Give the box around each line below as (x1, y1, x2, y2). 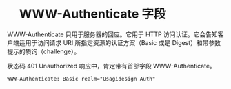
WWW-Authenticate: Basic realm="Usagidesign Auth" (7, 75, 156, 82)
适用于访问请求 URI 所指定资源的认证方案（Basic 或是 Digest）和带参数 (19, 38, 221, 47)
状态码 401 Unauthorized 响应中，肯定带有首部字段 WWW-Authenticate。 (7, 62, 216, 70)
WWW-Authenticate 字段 (19, 6, 166, 22)
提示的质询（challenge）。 (7, 47, 81, 55)
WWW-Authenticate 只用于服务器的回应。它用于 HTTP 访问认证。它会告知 (7, 30, 219, 38)
